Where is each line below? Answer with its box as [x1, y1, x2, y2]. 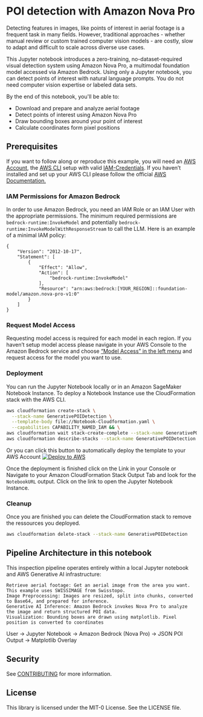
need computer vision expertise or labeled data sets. [6, 81, 138, 88]
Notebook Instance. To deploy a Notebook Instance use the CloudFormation [6, 389, 196, 396]
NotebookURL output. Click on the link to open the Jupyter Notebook [6, 478, 173, 485]
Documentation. [6, 177, 47, 184]
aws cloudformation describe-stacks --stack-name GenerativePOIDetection [6, 436, 196, 442]
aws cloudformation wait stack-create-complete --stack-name [6, 430, 164, 436]
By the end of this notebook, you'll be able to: [6, 93, 120, 100]
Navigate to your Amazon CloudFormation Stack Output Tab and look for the [6, 471, 196, 478]
